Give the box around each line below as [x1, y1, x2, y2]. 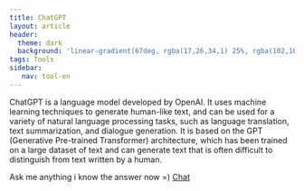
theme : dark [17, 38, 63, 48]
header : [9, 30, 39, 39]
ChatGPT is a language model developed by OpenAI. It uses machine [9, 96, 267, 107]
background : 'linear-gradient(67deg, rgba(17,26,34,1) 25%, [17, 47, 249, 56]
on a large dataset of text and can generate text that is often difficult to [9, 144, 273, 155]
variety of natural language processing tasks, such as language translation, [9, 115, 290, 126]
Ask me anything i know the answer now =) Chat [9, 171, 191, 182]
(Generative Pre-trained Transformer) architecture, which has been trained [9, 134, 288, 145]
